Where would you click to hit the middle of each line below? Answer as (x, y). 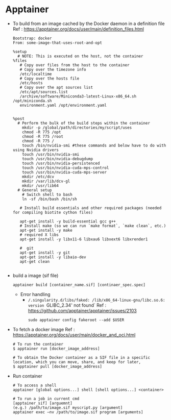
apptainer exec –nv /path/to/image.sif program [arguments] (78, 412)
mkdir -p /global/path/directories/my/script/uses (77, 128)
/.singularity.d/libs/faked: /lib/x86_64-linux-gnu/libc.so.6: (96, 300)
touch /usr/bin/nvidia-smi (51, 154)
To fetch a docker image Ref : (44, 329)
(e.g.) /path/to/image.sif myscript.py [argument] (68, 407)
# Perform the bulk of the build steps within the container (84, 123)
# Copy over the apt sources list (56, 87)
